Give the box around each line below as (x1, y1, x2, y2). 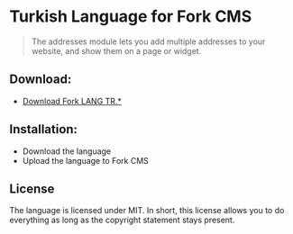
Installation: (9, 121, 78, 137)
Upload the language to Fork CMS (22, 155, 149, 166)
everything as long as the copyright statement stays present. (9, 214, 235, 226)
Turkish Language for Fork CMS (9, 6, 252, 27)
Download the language (22, 146, 112, 157)
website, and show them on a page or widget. (31, 45, 202, 56)
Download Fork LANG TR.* (22, 95, 122, 106)
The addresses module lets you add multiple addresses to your (31, 36, 266, 47)
